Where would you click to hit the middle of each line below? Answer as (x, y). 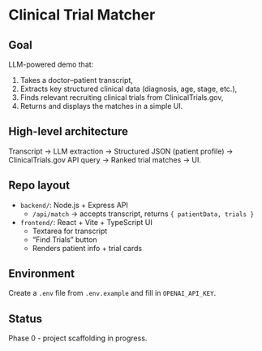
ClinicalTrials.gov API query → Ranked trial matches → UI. (105, 159)
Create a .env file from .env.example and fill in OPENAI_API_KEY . (112, 293)
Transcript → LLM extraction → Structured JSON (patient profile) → (121, 151)
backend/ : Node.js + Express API (74, 205)
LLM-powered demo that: (51, 64)
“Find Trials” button (64, 239)
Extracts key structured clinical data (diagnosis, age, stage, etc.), (129, 89)
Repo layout (39, 186)
